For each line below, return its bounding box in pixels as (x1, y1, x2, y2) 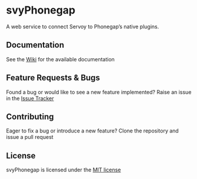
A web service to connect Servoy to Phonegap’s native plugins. (6, 23, 159, 30)
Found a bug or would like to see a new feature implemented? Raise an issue (6, 88, 192, 95)
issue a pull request (6, 134, 54, 141)
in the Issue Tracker (6, 95, 54, 102)
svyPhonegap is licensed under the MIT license (6, 166, 121, 174)
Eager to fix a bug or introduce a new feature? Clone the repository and (6, 127, 179, 134)
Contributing (6, 111, 54, 121)
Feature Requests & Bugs (6, 73, 100, 83)
